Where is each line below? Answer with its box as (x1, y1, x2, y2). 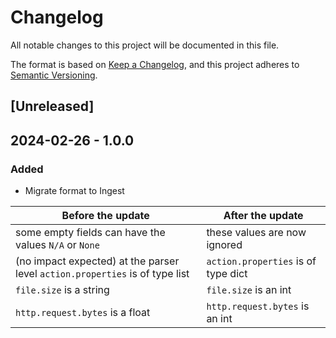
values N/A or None (15, 238, 100, 252)
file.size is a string (15, 283, 110, 297)
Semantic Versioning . (10, 69, 98, 81)
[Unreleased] (10, 98, 95, 115)
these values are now (206, 226, 307, 240)
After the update (223, 209, 304, 223)
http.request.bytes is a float (15, 306, 151, 320)
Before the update (61, 209, 150, 223)
